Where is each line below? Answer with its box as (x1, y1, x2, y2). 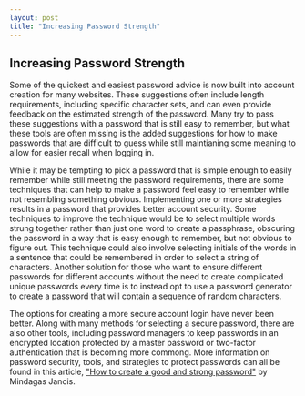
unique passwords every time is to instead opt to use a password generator (9, 281, 293, 292)
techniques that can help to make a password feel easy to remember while (9, 184, 290, 196)
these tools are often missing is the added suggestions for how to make (9, 128, 278, 139)
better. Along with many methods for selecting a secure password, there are (9, 318, 295, 329)
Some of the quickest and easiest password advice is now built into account (9, 79, 295, 91)
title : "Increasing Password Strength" (9, 22, 161, 31)
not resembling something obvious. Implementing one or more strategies (9, 194, 282, 205)
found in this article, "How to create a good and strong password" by (9, 366, 268, 378)
